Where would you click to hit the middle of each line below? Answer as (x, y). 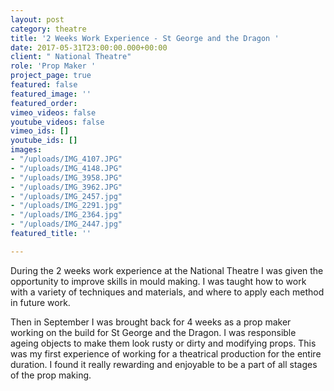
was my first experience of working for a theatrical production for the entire (166, 353)
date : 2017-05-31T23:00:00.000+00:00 (89, 47)
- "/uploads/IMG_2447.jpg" (66, 224)
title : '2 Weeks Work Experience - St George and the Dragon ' (145, 38)
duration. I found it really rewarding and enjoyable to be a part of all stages (164, 364)
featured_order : (44, 103)
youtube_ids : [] (44, 141)
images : (26, 150)
